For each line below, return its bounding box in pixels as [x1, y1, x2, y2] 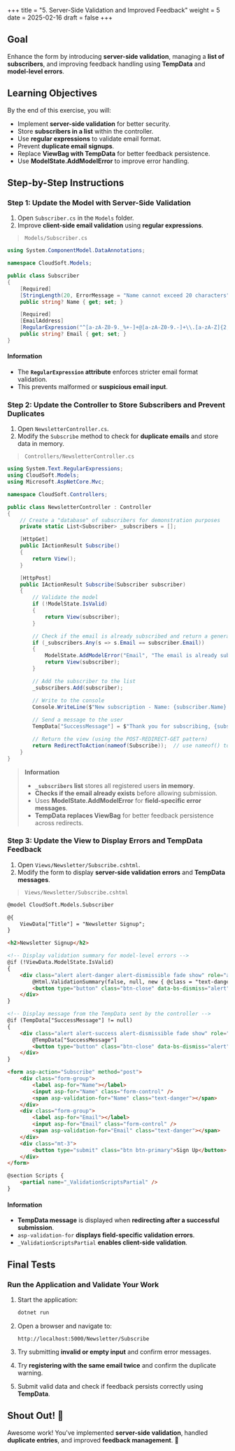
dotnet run [17, 1309, 50, 1316]
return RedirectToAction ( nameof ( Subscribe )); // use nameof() [32, 742, 220, 749]
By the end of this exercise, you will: [7, 106, 112, 114]
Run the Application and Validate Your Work [7, 1280, 159, 1289]
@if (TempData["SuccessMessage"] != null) [7, 1017, 133, 1024]
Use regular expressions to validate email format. [17, 134, 162, 143]
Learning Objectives [7, 87, 98, 99]
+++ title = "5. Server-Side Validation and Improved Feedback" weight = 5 [7, 6, 220, 14]
